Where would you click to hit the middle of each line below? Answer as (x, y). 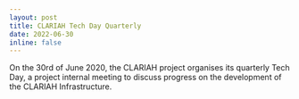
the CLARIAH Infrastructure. (61, 87)
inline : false (36, 42)
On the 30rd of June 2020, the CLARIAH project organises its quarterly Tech (149, 68)
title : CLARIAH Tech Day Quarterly (75, 26)
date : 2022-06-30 (42, 34)
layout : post (33, 17)
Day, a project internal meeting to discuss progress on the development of (145, 78)
